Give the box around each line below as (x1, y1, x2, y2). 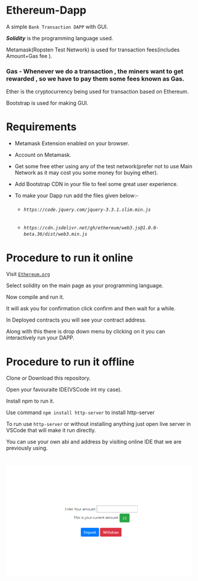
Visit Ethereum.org (6, 271, 50, 278)
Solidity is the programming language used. (6, 34, 113, 41)
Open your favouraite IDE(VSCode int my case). (6, 386, 122, 393)
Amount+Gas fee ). (6, 52, 53, 59)
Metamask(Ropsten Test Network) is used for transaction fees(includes (6, 46, 180, 53)
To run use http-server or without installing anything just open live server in (6, 420, 191, 428)
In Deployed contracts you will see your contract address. (6, 316, 147, 323)
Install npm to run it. (6, 397, 55, 405)
